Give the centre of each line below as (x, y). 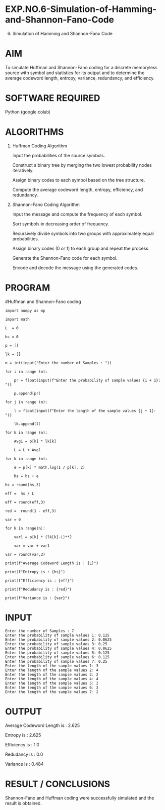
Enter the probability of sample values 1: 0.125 (57, 635)
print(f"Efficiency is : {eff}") (40, 581)
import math (17, 319)
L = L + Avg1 (27, 450)
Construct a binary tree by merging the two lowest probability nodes (82, 165)
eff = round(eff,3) (25, 502)
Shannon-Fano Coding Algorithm (46, 204)
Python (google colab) (28, 112)
